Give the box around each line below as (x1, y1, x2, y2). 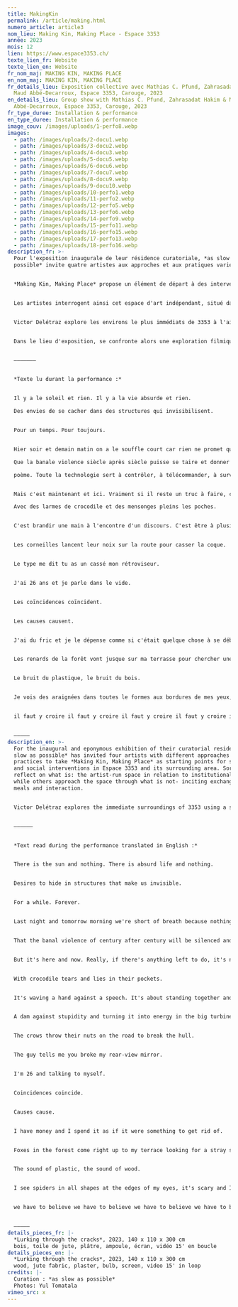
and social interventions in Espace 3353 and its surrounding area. (13, 765, 220, 772)
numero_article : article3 (7, 23, 84, 31)
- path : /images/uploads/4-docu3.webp (13, 149, 129, 156)
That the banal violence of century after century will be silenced (13, 937, 220, 944)
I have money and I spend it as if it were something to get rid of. (13, 1127, 223, 1134)
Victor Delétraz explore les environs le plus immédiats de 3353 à (13, 318, 217, 326)
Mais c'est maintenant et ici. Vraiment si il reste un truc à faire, (13, 490, 227, 497)
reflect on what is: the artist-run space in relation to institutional (13, 772, 233, 779)
